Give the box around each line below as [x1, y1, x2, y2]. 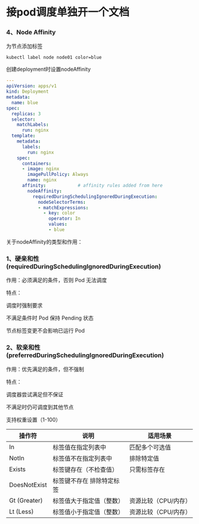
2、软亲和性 [6, 343, 41, 352]
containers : [21, 160, 52, 166]
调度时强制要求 [6, 302, 43, 309]
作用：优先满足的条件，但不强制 [6, 365, 84, 373]
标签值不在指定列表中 [52, 454, 113, 462]
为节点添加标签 [6, 43, 43, 50]
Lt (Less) [9, 507, 34, 516]
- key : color [43, 210, 76, 216]
